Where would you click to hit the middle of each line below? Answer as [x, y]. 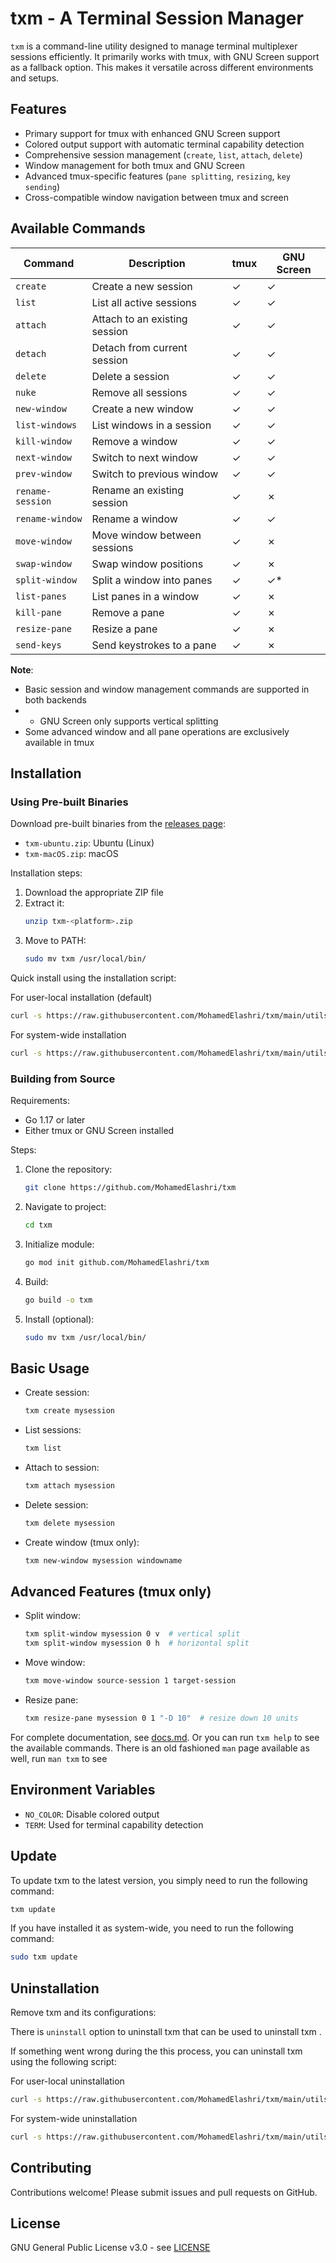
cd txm [38, 1225]
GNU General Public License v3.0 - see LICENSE [110, 2248]
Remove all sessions [139, 392]
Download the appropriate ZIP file [94, 893]
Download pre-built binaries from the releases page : [118, 824]
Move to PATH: [55, 941]
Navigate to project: [65, 1206]
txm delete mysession [69, 1523]
